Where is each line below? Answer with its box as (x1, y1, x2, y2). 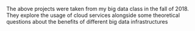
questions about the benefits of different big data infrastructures (6, 18, 168, 25)
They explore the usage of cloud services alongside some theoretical (6, 12, 180, 19)
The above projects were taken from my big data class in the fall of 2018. (6, 5, 189, 12)
